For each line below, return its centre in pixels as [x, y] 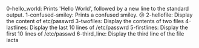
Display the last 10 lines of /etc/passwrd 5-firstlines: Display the [109, 27]
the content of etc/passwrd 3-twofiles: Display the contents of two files [95, 21]
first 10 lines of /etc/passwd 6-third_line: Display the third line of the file [95, 34]
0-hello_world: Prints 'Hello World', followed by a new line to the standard [98, 9]
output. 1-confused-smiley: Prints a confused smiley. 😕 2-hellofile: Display [99, 15]
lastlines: [17, 27]
